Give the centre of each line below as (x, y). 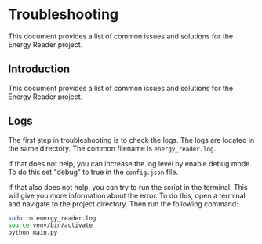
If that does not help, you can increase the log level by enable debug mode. (130, 163)
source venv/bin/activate (50, 225)
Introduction (39, 69)
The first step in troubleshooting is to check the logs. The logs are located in (131, 140)
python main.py (33, 233)
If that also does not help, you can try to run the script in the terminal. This (128, 187)
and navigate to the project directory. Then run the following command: (124, 204)
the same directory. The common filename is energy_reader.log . (112, 148)
